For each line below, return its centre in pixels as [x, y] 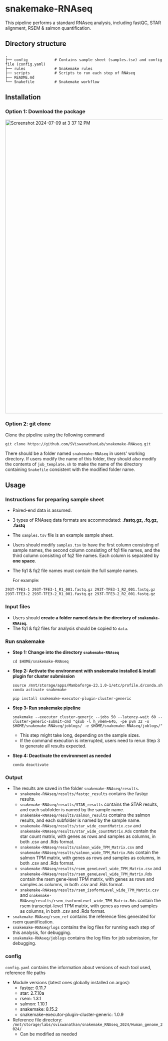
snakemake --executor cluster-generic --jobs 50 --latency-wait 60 [84, 717]
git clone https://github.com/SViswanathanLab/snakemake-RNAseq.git [78, 444]
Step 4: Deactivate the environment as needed [62, 756]
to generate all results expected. [53, 746]
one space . [24, 561]
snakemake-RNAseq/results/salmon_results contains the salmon [85, 815]
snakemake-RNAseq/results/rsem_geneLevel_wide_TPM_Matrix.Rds [86, 874]
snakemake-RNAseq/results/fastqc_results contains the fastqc [84, 794]
